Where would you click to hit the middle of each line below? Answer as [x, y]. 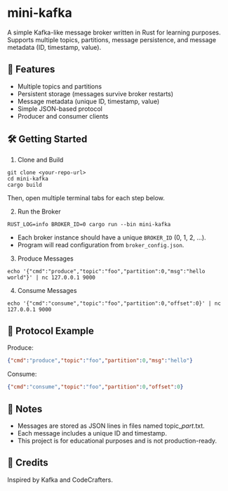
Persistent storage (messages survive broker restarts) [95, 93]
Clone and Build [40, 159]
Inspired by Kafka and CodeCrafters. [60, 480]
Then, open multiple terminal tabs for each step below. [86, 197]
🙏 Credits [28, 463]
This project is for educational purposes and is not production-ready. [117, 440]
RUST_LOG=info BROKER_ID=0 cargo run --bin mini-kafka [89, 224]
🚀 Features [31, 69]
